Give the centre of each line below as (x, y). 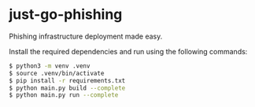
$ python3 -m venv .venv (50, 66)
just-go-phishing (66, 15)
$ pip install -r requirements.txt (67, 80)
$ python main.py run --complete (64, 95)
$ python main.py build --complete (67, 88)
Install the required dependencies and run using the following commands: (128, 51)
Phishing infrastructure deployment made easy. (86, 36)
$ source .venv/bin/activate (57, 73)
